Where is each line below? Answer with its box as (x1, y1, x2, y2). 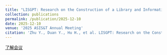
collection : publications (5, 12, 59, 17)
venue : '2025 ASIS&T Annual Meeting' (5, 26, 83, 31)
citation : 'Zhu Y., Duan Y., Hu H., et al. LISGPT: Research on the (5, 30, 150, 35)
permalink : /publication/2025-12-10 (5, 16, 81, 21)
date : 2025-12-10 (5, 21, 41, 26)
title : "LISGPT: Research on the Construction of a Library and (5, 7, 141, 12)
